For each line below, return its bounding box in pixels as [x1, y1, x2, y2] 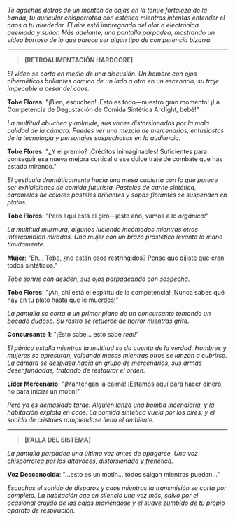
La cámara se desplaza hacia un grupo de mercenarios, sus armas [7, 359, 202, 367]
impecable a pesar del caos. [7, 84, 90, 92]
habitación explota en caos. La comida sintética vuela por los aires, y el [7, 408, 215, 416]
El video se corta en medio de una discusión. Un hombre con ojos [7, 69, 197, 78]
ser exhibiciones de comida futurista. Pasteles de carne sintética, [7, 183, 197, 191]
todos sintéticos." [7, 261, 57, 269]
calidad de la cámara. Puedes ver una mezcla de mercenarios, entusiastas [7, 126, 225, 134]
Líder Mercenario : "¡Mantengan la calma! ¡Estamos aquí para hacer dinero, [7, 380, 224, 388]
